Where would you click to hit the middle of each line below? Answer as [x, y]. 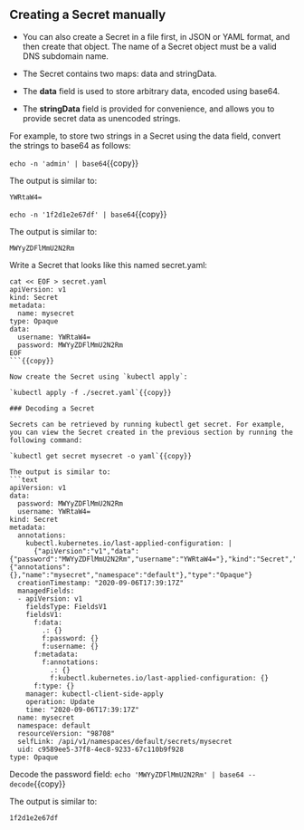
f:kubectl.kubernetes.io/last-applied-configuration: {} [159, 678]
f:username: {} [71, 646]
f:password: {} [71, 638]
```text [24, 479]
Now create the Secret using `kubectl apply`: [99, 376]
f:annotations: [71, 662]
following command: [46, 440]
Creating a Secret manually [88, 15]
